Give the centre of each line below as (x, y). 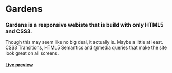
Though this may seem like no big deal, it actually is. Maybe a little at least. (84, 42)
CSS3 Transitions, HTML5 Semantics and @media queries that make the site (86, 48)
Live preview (19, 65)
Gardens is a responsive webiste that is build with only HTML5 (84, 25)
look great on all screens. (32, 53)
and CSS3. (19, 31)
